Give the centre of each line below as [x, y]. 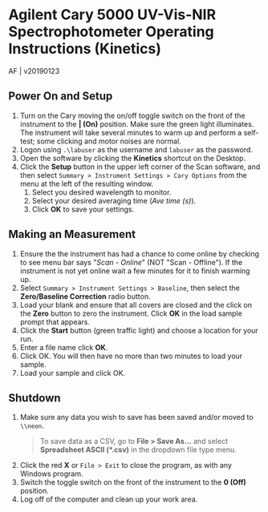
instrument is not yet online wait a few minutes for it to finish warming [135, 271]
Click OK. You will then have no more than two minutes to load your [131, 356]
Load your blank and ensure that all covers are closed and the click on [136, 304]
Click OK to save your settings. [83, 209]
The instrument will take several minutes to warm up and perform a [131, 132]
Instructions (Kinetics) [85, 49]
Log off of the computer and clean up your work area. [109, 499]
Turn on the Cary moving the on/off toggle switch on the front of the [132, 115]
